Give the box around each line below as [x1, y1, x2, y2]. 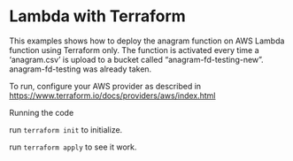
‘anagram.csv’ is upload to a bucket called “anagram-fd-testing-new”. [9, 54, 264, 65]
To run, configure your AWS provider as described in [9, 80, 202, 91]
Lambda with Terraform [9, 6, 186, 27]
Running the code [9, 107, 74, 118]
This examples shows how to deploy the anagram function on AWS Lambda [9, 35, 285, 46]
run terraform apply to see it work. [9, 142, 137, 152]
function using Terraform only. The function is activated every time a [9, 44, 259, 55]
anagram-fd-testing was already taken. [9, 64, 152, 74]
